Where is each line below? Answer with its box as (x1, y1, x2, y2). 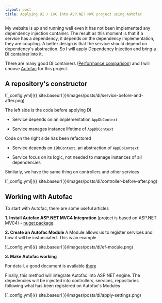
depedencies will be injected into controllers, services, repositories (5, 278, 139, 284)
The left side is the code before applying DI (5, 107, 91, 113)
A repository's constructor (5, 79, 88, 88)
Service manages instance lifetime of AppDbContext (12, 126, 114, 132)
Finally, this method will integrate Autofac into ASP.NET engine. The (5, 272, 141, 278)
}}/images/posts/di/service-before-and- (63, 93, 144, 98)
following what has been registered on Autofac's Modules (5, 283, 120, 289)
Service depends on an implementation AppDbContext (12, 116, 118, 122)
